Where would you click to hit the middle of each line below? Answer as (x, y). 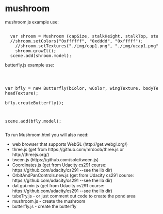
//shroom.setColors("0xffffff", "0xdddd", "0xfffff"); (77, 41)
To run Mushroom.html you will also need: (47, 135)
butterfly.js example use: (30, 65)
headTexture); (22, 93)
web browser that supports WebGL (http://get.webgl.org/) (70, 144)
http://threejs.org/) (31, 155)
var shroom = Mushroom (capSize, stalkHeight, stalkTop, (79, 36)
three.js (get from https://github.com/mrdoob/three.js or (68, 149)
